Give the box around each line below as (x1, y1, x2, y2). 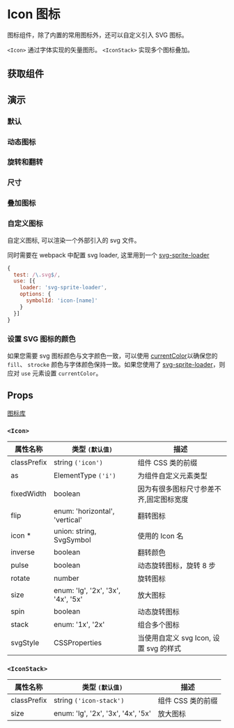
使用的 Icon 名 (137, 531, 184, 540)
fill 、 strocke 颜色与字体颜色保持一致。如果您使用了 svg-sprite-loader (7, 360, 214, 368)
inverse (10, 547, 35, 556)
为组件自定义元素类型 (137, 471, 208, 480)
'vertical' (53, 515, 82, 524)
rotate (10, 573, 31, 583)
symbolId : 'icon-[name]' (25, 297, 98, 304)
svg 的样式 (146, 643, 181, 653)
